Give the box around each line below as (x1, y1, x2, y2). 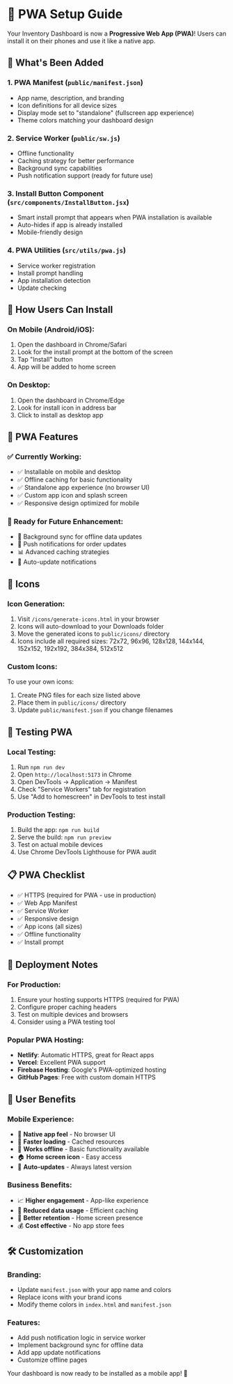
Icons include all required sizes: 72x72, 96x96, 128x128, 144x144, (17, 637, 205, 645)
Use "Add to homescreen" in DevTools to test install (17, 792, 166, 801)
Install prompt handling (17, 268, 83, 277)
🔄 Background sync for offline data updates (17, 532, 143, 541)
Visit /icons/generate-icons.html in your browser (17, 615, 160, 623)
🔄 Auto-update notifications (17, 558, 97, 567)
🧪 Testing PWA (7, 726, 73, 738)
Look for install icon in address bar (17, 403, 117, 412)
